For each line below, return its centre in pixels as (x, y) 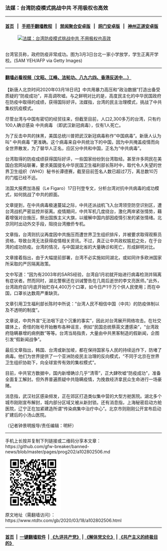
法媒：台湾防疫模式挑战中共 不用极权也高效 (57, 7)
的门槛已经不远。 (23, 177)
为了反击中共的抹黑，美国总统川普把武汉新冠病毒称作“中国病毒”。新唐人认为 (83, 135)
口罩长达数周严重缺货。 (38, 293)
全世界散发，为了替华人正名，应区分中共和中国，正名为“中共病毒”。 (75, 148)
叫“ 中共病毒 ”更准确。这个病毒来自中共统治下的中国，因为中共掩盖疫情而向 (83, 142)
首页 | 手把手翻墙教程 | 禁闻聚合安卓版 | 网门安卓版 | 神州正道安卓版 (82, 26)
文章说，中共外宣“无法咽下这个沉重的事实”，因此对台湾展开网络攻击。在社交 (83, 320)
